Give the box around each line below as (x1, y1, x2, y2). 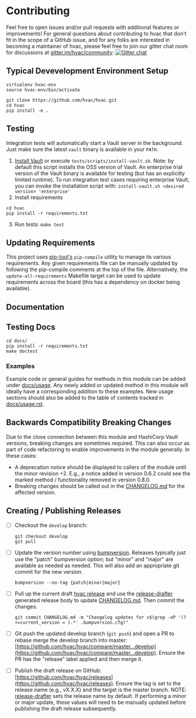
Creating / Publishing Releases (6, 506, 122, 516)
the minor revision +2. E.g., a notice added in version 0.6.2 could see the (14, 470, 191, 477)
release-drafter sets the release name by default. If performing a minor (14, 692, 187, 699)
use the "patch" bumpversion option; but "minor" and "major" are (14, 555, 174, 562)
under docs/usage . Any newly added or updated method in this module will (6, 381, 188, 389)
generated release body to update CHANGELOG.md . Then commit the (14, 596, 185, 604)
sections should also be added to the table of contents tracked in (6, 394, 164, 401)
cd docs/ (6, 338, 28, 344)
